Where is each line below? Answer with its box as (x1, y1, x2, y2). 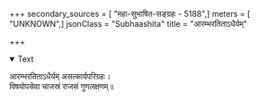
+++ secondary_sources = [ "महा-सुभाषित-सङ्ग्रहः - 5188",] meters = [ (9, 9, 251, 19)
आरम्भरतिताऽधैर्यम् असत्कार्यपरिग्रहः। (9, 72, 111, 81)
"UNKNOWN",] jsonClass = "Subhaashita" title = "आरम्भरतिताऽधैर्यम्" (9, 19, 248, 29)
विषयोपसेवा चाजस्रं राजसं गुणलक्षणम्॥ (9, 81, 114, 91)
